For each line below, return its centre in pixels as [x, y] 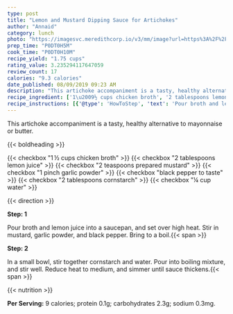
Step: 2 [18, 248]
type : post [23, 14]
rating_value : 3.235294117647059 [55, 65]
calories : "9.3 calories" [44, 78]
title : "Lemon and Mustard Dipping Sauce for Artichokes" [93, 20]
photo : [17, 40]
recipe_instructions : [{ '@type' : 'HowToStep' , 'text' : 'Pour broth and [113, 104]
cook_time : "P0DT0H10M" [42, 53]
